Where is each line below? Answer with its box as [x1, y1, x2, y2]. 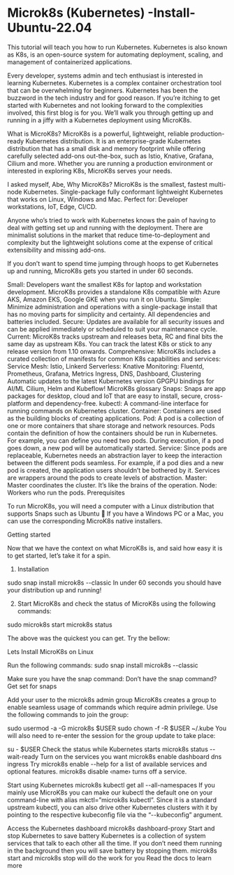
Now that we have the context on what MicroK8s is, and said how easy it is [7, 543, 223, 552]
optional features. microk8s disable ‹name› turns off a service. [7, 767, 187, 776]
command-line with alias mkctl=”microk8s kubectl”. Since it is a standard [7, 795, 217, 804]
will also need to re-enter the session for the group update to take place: [7, 731, 216, 739]
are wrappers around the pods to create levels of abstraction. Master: [7, 474, 207, 482]
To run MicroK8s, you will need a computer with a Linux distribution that [7, 501, 214, 510]
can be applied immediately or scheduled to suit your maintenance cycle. [7, 325, 218, 333]
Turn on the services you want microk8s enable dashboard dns [40, 752, 222, 760]
